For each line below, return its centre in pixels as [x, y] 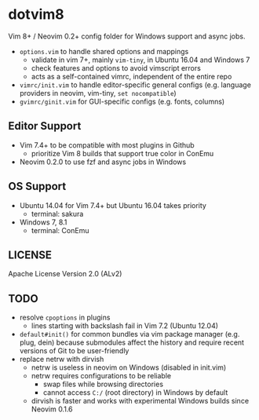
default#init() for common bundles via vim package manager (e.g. [129, 334]
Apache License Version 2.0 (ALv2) [65, 274]
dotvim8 [36, 15]
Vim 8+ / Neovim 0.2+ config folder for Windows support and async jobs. [127, 36]
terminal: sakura [57, 214]
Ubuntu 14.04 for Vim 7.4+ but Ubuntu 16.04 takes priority [113, 205]
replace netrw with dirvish [62, 360]
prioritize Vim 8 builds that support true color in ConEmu [122, 153]
